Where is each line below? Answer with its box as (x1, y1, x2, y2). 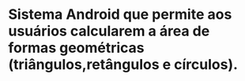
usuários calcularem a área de (8, 22, 210, 40)
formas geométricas (8, 39, 145, 57)
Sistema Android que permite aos (8, 6, 232, 24)
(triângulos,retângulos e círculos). (8, 56, 239, 74)
